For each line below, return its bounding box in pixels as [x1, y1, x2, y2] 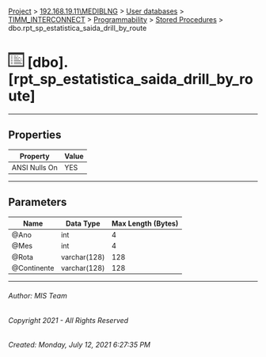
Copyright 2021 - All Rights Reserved [8, 315, 129, 325]
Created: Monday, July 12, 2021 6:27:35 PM [8, 340, 150, 350]
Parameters [8, 195, 67, 209]
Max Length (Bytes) [111, 218, 179, 228]
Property [19, 151, 50, 161]
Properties [8, 127, 62, 142]
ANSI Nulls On [11, 163, 58, 173]
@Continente [11, 263, 55, 272]
